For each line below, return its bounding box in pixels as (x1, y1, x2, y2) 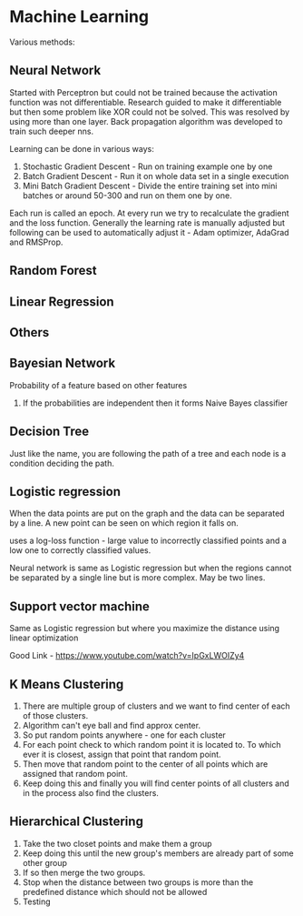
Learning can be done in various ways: (9, 143, 154, 154)
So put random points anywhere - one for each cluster (22, 730, 227, 740)
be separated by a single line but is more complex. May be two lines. (9, 572, 266, 583)
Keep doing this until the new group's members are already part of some (22, 848, 294, 859)
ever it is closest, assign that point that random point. (22, 749, 221, 760)
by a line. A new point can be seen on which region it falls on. (9, 518, 239, 528)
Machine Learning (9, 6, 150, 27)
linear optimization (9, 632, 79, 643)
